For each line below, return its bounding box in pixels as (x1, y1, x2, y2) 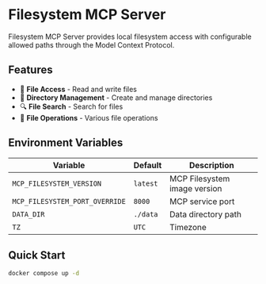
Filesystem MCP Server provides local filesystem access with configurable (8, 32, 252, 41)
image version (169, 182, 222, 194)
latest (133, 178, 158, 188)
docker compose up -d (8, 270, 80, 278)
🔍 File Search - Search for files (19, 102, 123, 111)
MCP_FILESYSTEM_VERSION (12, 178, 102, 188)
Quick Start (8, 248, 66, 262)
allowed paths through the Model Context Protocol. (8, 40, 175, 49)
